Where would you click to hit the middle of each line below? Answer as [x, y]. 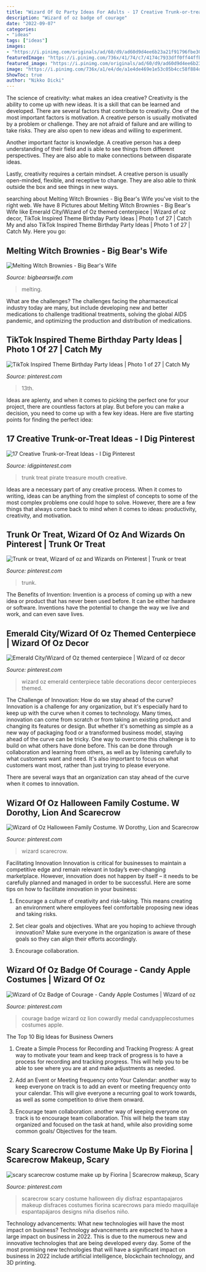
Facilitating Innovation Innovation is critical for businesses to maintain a [96, 863]
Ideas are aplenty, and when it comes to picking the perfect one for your [97, 400]
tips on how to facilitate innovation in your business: [72, 889]
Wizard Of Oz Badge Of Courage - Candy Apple [98, 970]
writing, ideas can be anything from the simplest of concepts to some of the [102, 496]
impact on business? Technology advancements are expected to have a [97, 1230]
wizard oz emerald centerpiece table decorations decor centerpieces [109, 682]
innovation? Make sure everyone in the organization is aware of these [103, 932]
